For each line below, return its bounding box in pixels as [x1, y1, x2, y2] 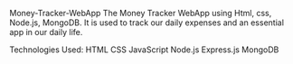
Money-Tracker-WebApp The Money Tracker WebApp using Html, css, [9, 8, 272, 18]
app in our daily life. [9, 27, 83, 37]
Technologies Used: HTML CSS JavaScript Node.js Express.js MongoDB [9, 44, 279, 55]
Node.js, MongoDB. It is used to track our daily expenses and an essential [9, 17, 285, 28]
